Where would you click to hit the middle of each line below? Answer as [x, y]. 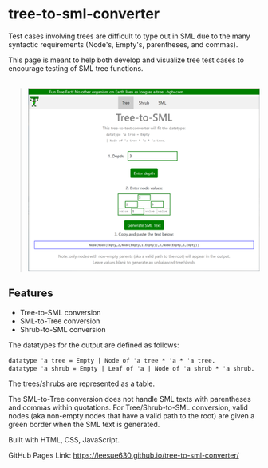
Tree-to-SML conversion [60, 312]
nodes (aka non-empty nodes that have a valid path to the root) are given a [132, 415]
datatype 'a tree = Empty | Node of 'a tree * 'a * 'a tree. [112, 360]
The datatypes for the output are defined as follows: [94, 345]
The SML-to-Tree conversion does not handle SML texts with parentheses [130, 399]
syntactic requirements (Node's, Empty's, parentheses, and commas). [123, 44]
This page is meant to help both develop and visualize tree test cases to [126, 60]
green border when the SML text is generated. [84, 424]
